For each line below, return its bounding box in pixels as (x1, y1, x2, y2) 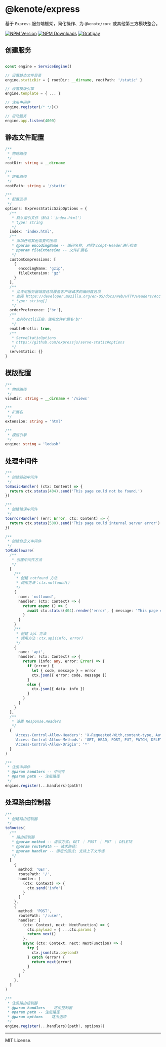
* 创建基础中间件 (7, 475, 38, 480)
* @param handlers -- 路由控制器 (7, 1005, 73, 1010)
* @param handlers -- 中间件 (7, 769, 65, 774)
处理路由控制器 (5, 798, 51, 807)
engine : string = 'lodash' (5, 442, 61, 447)
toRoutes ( (5, 826, 26, 831)
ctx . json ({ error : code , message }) (31, 673, 107, 678)
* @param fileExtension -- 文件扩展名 (11, 247, 88, 253)
